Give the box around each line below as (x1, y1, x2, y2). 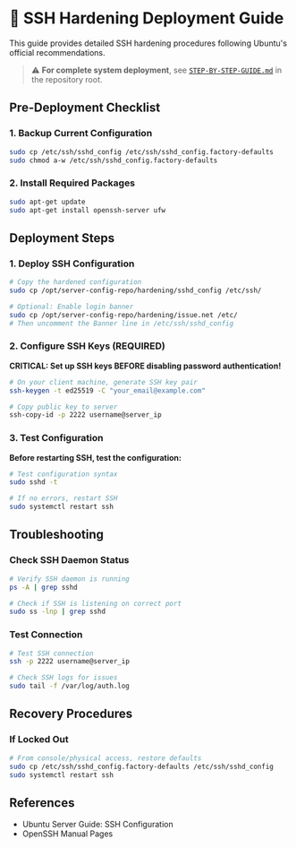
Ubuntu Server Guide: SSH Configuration (21, 819, 173, 830)
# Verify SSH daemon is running (9, 574, 130, 584)
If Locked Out (9, 733, 69, 746)
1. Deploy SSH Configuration (9, 257, 135, 270)
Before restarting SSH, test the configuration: (9, 452, 182, 463)
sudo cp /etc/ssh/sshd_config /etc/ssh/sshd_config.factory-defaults (9, 147, 275, 156)
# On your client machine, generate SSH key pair (9, 377, 199, 386)
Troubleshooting (9, 527, 105, 542)
